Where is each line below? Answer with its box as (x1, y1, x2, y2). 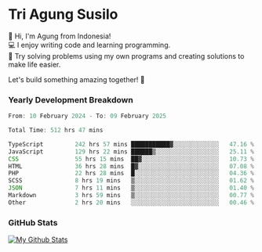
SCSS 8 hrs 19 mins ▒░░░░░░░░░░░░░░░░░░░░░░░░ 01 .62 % (8, 177, 255, 185)
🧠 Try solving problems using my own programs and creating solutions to (8, 51, 245, 60)
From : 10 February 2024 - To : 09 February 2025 (8, 112, 167, 121)
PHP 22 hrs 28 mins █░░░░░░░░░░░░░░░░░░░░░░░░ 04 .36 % (8, 170, 255, 178)
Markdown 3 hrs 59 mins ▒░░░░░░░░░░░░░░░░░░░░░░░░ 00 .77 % (8, 192, 255, 200)
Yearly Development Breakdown (8, 94, 133, 105)
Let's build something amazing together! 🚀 (8, 74, 145, 84)
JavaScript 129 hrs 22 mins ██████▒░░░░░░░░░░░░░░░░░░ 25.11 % (8, 147, 255, 156)
